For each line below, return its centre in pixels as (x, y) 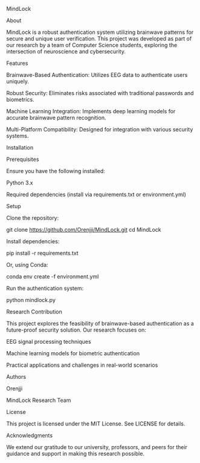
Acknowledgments (30, 435)
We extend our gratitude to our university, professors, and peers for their (97, 447)
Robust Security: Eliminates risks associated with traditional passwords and (100, 93)
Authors (16, 377)
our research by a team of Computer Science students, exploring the (92, 45)
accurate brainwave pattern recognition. (56, 118)
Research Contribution (34, 312)
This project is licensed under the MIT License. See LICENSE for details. (96, 424)
